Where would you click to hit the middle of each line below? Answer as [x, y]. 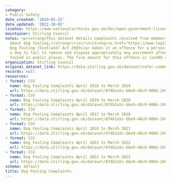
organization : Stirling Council [39, 62]
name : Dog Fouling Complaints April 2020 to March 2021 [70, 128]
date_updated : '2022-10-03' [35, 24]
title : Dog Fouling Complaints [38, 171]
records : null [20, 72]
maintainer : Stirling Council [37, 34]
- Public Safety [22, 15]
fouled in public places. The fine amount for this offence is [78, 57]
